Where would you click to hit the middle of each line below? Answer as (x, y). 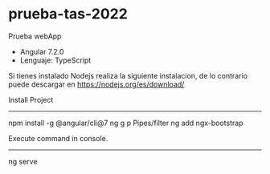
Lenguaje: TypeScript (55, 60)
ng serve (23, 161)
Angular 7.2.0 (42, 51)
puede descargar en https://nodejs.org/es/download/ (96, 84)
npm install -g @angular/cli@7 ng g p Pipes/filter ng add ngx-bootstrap (126, 123)
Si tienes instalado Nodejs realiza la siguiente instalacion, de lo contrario (128, 75)
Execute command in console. (58, 138)
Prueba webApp (35, 36)
